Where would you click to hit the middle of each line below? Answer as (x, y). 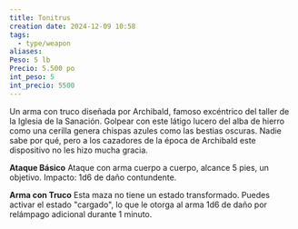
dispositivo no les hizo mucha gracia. (79, 150)
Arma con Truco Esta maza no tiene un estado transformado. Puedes (140, 194)
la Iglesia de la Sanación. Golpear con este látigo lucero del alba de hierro (147, 121)
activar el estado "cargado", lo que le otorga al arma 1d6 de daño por (139, 204)
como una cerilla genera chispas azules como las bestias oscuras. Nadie (145, 130)
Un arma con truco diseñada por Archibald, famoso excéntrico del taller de (149, 111)
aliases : (26, 52)
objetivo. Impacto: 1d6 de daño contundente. (93, 177)
